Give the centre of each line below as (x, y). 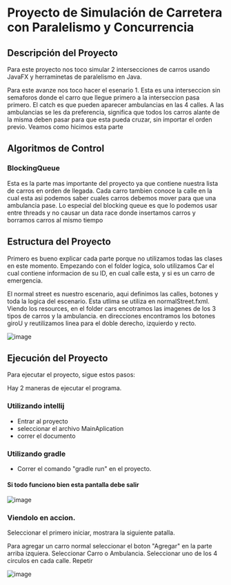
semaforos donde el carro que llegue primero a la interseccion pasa (103, 97)
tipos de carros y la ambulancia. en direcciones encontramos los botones (111, 316)
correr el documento (46, 436)
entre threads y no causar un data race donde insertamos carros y (102, 213)
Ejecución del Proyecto (58, 358)
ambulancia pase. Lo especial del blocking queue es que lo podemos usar (112, 205)
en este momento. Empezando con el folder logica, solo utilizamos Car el (111, 266)
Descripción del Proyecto (63, 53)
